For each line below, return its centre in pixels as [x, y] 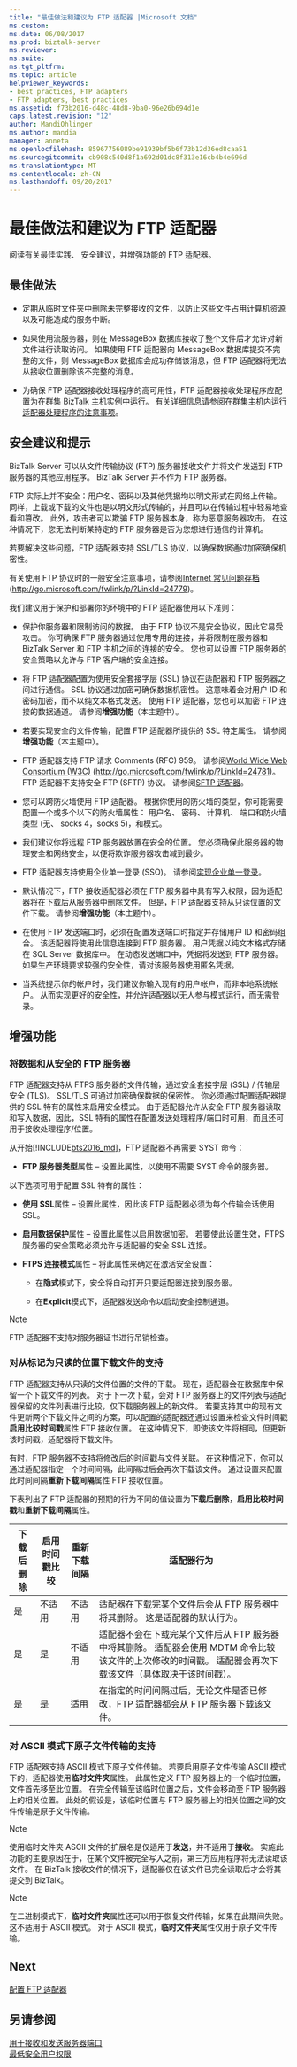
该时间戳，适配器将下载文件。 [63, 1438]
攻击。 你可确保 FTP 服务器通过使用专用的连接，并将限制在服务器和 [145, 637]
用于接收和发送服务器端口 [56, 2042]
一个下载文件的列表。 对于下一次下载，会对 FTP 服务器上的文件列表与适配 [151, 1394]
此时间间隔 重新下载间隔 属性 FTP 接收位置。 [88, 1480]
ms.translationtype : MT [53, 166]
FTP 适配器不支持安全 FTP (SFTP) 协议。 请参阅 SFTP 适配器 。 [135, 782]
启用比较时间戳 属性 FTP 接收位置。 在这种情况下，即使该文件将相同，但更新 [148, 1428]
